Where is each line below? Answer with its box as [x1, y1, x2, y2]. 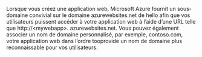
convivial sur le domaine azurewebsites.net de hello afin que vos [29, 12, 191, 19]
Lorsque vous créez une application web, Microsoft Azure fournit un [6, 5, 177, 12]
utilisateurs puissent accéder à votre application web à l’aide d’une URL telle [6, 18, 196, 25]
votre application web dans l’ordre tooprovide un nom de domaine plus [6, 38, 183, 44]
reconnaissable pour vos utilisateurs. [6, 44, 98, 51]
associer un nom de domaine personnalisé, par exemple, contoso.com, [6, 31, 183, 38]
